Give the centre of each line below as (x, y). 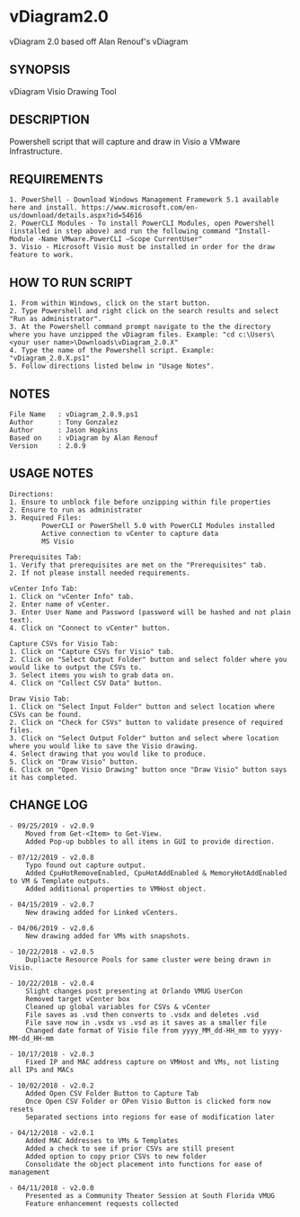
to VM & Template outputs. (60, 881)
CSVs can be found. (46, 714)
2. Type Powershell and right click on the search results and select (144, 311)
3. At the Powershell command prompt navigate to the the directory (140, 327)
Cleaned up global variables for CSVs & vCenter (118, 1007)
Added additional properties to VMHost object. (116, 889)
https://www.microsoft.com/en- (140, 208)
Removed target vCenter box (78, 999)
